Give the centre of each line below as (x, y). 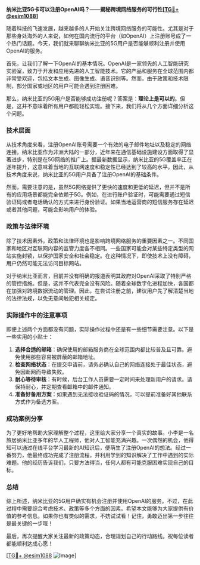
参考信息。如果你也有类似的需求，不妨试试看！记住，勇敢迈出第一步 (100, 516)
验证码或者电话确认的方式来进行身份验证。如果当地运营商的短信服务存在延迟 (100, 202)
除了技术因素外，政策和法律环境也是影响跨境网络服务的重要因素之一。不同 (97, 241)
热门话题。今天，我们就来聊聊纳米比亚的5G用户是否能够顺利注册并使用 (98, 43)
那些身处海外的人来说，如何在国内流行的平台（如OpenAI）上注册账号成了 (96, 36)
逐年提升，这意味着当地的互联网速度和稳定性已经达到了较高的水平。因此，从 (100, 167)
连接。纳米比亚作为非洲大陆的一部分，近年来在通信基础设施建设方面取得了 (97, 152)
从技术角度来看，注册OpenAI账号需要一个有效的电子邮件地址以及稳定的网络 (99, 145)
